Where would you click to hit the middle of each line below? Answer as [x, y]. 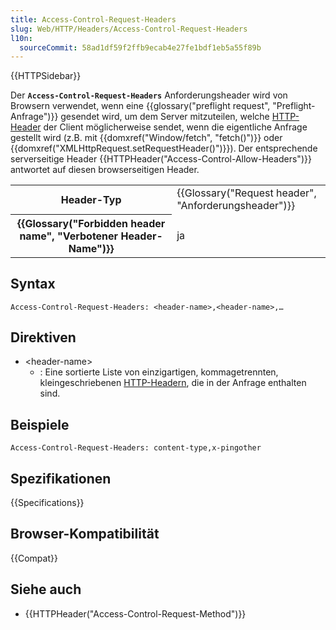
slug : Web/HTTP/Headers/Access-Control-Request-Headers [129, 29]
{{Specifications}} [47, 502]
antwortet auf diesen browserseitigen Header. [105, 170]
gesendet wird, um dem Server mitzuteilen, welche [165, 117]
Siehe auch [46, 589]
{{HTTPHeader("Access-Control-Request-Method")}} [135, 613]
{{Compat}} [34, 558]
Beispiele [40, 424]
